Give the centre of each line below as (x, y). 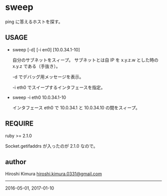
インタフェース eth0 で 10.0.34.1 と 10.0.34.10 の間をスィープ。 (76, 107)
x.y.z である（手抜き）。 (36, 66)
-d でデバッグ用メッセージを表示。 (48, 77)
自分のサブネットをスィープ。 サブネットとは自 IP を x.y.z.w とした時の (85, 60)
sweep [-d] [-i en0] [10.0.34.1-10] (46, 49)
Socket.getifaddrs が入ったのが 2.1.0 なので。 (51, 146)
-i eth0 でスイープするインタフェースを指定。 (59, 87)
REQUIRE (19, 124)
